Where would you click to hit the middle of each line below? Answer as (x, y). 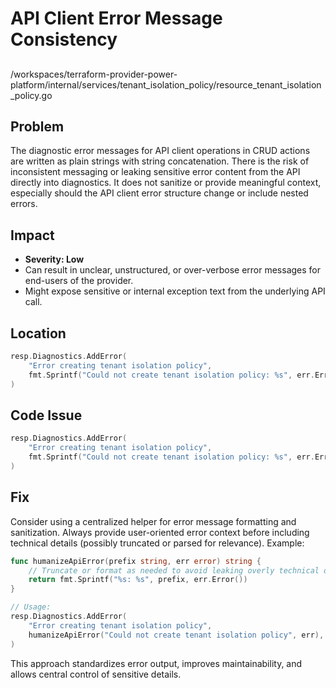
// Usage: (31, 607)
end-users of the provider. (79, 281)
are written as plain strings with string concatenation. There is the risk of (160, 161)
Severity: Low (54, 259)
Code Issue (46, 415)
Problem (37, 126)
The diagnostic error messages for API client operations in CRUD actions (160, 151)
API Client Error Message (116, 18)
